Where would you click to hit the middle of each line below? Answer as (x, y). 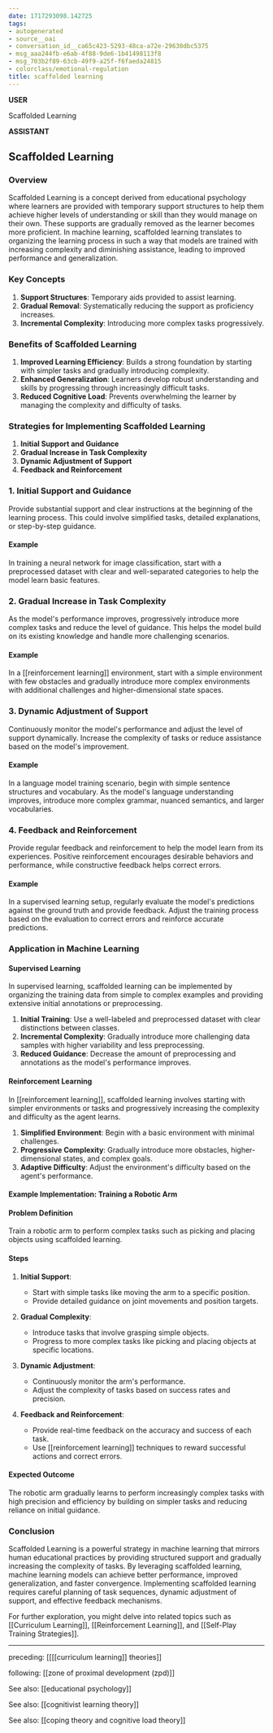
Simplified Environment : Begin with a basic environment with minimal (137, 1132)
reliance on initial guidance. (54, 1510)
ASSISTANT (29, 131)
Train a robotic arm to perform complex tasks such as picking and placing (132, 1231)
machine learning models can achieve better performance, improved (123, 1575)
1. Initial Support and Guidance (70, 491)
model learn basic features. (54, 580)
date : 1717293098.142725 (50, 16)
